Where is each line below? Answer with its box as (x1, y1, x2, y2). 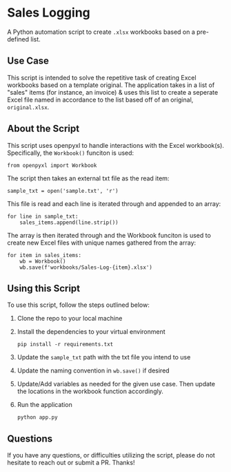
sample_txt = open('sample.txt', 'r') (7, 187, 119, 194)
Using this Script (7, 282, 81, 294)
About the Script (7, 123, 80, 135)
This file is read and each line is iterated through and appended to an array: (7, 199, 221, 208)
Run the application (17, 401, 72, 409)
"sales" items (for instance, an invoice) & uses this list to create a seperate (7, 88, 219, 96)
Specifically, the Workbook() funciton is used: (7, 149, 134, 157)
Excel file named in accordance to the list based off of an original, (7, 95, 194, 104)
